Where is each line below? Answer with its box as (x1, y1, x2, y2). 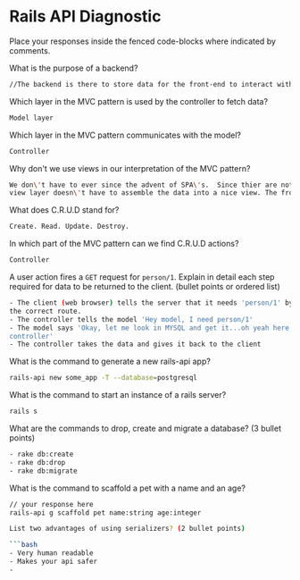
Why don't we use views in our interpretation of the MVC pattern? (9, 163, 251, 173)
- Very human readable (9, 549, 94, 558)
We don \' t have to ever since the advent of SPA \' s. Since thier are (9, 181, 278, 189)
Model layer (9, 113, 54, 122)
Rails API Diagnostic (9, 6, 162, 27)
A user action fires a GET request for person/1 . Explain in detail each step (9, 272, 275, 282)
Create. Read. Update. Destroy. (9, 222, 129, 231)
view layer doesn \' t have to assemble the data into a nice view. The (9, 189, 278, 198)
